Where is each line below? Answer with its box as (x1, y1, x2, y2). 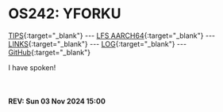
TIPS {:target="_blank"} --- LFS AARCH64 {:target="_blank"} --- (8, 31, 216, 40)
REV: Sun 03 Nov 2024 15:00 (8, 96, 106, 106)
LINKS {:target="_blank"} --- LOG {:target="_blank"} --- (8, 39, 187, 48)
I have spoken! (8, 62, 56, 72)
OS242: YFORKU (8, 5, 121, 23)
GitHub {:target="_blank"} (8, 47, 91, 57)
